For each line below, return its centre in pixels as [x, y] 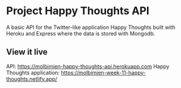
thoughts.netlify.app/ [32, 79]
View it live [27, 52]
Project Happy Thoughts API [78, 11]
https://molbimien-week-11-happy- [103, 73]
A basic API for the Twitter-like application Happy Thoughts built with [91, 27]
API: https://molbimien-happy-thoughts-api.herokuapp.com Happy [88, 66]
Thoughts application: [33, 73]
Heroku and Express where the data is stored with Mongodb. [81, 33]
